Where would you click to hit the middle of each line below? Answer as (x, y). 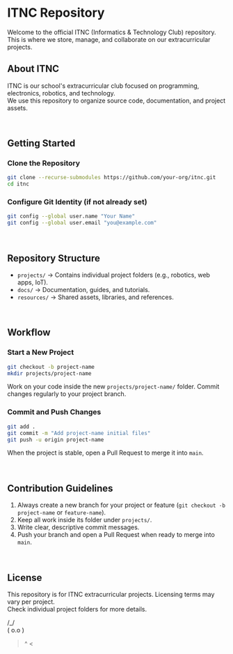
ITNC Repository (56, 13)
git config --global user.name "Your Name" (71, 216)
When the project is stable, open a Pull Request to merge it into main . (105, 453)
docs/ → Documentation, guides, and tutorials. (83, 290)
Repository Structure (54, 258)
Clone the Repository (44, 163)
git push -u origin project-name (56, 440)
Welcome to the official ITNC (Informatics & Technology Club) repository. (112, 32)
